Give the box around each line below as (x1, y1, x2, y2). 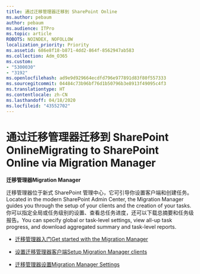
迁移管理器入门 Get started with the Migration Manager (14, 236, 149, 243)
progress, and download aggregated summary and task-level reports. (6, 223, 177, 231)
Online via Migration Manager (6, 156, 156, 170)
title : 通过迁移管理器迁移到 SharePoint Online (6, 8, 117, 15)
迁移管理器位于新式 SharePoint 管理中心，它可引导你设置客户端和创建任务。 (6, 189, 192, 197)
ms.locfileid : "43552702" (6, 102, 70, 109)
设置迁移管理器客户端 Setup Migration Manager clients (14, 248, 148, 256)
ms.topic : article (6, 31, 52, 37)
